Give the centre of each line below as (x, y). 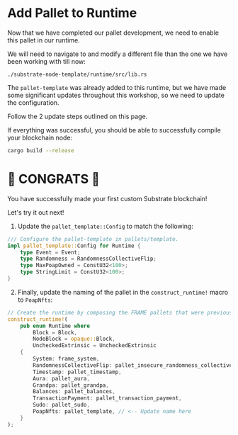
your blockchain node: (40, 137)
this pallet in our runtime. (44, 40)
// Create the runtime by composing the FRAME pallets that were (106, 312)
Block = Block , (55, 332)
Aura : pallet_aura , (62, 378)
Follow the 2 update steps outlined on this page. (78, 116)
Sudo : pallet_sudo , (62, 405)
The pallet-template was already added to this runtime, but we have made (117, 87)
